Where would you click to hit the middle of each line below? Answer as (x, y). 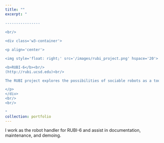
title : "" (15, 9)
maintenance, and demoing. (33, 135)
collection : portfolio (28, 116)
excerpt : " (16, 14)
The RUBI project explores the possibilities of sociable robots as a (78, 81)
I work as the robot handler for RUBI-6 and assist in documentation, (73, 130)
